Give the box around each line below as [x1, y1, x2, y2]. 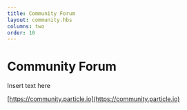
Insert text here [7, 82, 50, 90]
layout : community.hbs [7, 16, 72, 23]
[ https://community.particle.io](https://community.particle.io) [7, 95, 180, 103]
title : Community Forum [7, 10, 76, 17]
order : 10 [7, 29, 36, 36]
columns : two [7, 23, 45, 30]
